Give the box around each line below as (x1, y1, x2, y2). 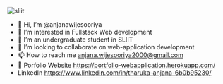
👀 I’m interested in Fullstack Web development (17, 28, 152, 36)
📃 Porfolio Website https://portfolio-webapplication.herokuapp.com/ (17, 61, 216, 69)
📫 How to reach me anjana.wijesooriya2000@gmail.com (17, 51, 183, 59)
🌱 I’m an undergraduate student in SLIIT (17, 35, 133, 44)
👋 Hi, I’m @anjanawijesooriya (17, 20, 102, 28)
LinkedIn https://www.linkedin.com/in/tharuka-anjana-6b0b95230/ (17, 68, 212, 77)
